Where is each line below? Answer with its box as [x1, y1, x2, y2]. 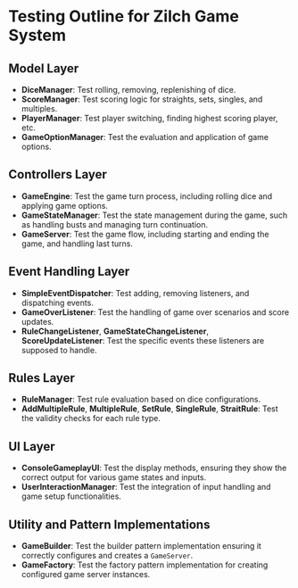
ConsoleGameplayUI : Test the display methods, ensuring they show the [21, 462, 287, 474]
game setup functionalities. [21, 491, 122, 501]
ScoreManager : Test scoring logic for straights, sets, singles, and [21, 94, 263, 104]
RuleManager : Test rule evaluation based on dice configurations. [21, 394, 261, 405]
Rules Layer [8, 370, 75, 385]
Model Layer [8, 61, 79, 76]
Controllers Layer [8, 167, 108, 182]
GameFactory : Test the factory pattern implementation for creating [21, 559, 269, 570]
